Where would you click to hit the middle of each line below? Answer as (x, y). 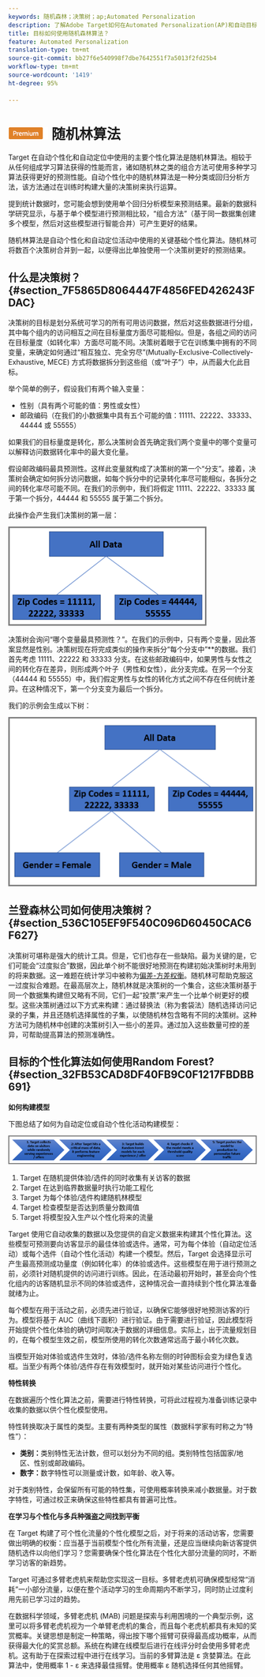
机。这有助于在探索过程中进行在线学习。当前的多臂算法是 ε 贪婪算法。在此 (129, 1656)
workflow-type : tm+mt (44, 67)
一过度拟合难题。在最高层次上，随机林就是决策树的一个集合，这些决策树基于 (132, 985)
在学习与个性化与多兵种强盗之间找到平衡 (74, 1517)
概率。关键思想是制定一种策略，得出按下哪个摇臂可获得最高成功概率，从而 (136, 1636)
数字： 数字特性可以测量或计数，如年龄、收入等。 (99, 1473)
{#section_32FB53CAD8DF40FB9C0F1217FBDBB (131, 1075)
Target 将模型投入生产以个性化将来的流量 (86, 1217)
